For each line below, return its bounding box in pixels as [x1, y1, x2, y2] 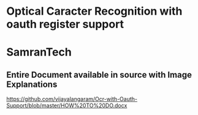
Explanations [6, 79, 58, 89]
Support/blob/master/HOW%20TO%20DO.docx [6, 102, 128, 109]
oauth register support [6, 17, 124, 31]
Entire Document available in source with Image [6, 69, 192, 80]
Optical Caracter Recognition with [6, 4, 183, 18]
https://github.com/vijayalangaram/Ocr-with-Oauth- [6, 95, 138, 103]
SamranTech [6, 45, 72, 59]
